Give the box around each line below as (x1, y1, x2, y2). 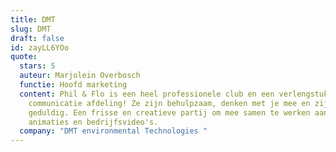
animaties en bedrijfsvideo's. (28, 117, 159, 127)
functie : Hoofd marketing (19, 80, 128, 90)
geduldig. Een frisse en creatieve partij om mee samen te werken (28, 107, 311, 118)
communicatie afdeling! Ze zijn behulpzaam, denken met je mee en (28, 98, 311, 108)
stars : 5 (19, 61, 56, 71)
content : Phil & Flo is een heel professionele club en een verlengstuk (19, 89, 329, 99)
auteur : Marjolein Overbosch (19, 71, 141, 81)
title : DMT (10, 14, 56, 25)
